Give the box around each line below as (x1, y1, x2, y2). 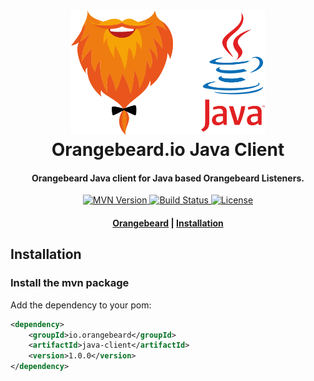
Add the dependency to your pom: (10, 299, 152, 311)
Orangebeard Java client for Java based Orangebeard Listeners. (31, 172, 305, 184)
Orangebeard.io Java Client (51, 139, 285, 161)
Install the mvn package (10, 276, 130, 290)
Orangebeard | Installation (112, 217, 224, 229)
